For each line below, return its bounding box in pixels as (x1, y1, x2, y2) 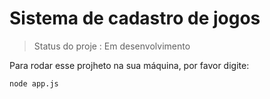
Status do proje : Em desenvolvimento (33, 40, 191, 52)
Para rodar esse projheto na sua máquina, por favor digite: (9, 59, 250, 71)
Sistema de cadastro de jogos (9, 7, 261, 30)
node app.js (9, 78, 59, 89)
